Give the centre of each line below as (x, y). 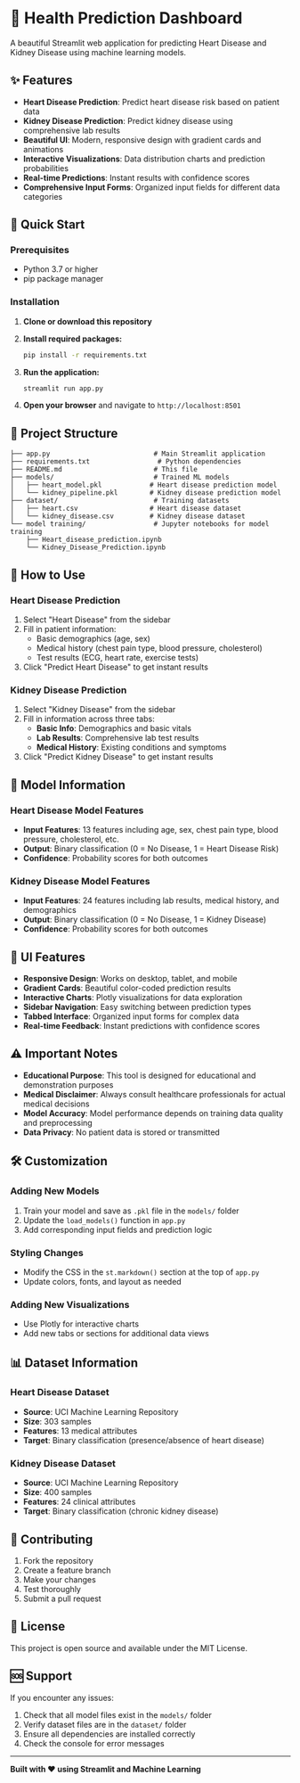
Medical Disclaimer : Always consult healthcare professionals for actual (154, 1094)
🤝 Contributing (52, 1539)
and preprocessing (57, 1122)
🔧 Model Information (68, 785)
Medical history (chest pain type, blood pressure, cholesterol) (150, 648)
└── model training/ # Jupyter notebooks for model (140, 524)
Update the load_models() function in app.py (104, 1220)
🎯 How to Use (48, 575)
